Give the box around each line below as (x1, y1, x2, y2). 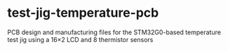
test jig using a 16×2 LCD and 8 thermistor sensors (7, 35, 154, 43)
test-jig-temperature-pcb (7, 5, 159, 21)
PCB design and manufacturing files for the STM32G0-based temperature (7, 28, 221, 36)
